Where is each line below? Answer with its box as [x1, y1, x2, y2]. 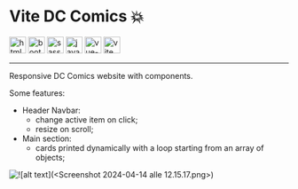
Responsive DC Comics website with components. [9, 70, 193, 81]
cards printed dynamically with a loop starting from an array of [35, 142, 264, 153]
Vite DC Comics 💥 [9, 6, 145, 27]
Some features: [9, 87, 66, 98]
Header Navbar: [21, 105, 82, 115]
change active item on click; [35, 114, 138, 125]
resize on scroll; [35, 123, 94, 134]
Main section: [21, 133, 73, 144]
